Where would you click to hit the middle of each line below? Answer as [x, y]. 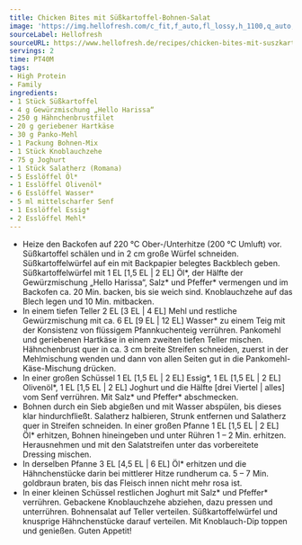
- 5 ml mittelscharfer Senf [62, 202]
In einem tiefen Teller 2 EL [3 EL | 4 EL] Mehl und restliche [130, 310]
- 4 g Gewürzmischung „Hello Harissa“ [82, 110]
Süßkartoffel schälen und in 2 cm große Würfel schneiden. [131, 254]
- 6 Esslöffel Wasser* [52, 193]
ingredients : [34, 93]
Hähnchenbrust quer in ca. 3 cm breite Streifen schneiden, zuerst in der [155, 349]
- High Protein [38, 76]
